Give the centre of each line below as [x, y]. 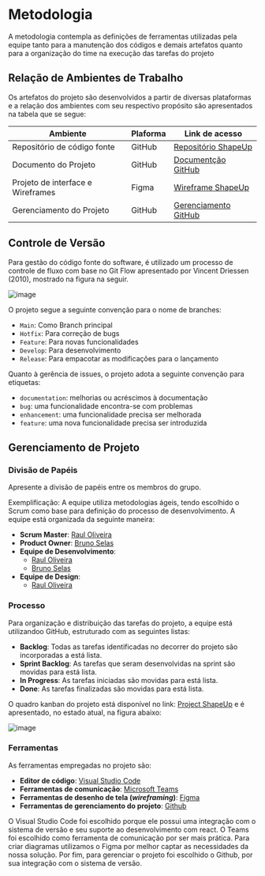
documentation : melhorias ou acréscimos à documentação [114, 398]
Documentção [200, 160]
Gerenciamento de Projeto [74, 447]
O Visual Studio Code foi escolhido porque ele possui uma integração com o [132, 821]
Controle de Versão [57, 243]
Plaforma [149, 134]
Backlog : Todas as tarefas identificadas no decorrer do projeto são [129, 647]
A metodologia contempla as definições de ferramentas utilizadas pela [123, 36]
